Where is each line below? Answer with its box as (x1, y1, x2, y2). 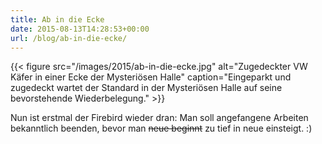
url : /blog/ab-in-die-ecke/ (10, 33, 128, 43)
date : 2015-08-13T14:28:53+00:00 (10, 24, 150, 34)
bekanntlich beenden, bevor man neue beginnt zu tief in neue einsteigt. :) (10, 122, 313, 135)
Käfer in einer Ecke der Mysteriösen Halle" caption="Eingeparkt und (10, 71, 292, 83)
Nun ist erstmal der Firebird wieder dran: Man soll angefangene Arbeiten (10, 112, 309, 124)
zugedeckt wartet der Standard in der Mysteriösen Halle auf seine (10, 82, 283, 94)
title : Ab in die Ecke (10, 14, 105, 25)
